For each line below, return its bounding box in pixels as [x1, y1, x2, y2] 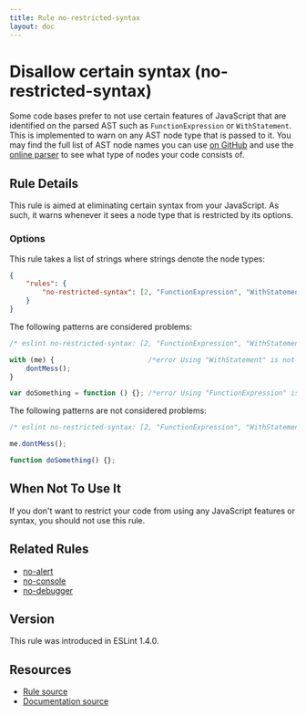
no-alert [22, 565, 54, 576]
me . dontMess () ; [9, 440, 67, 449]
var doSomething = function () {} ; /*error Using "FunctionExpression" [9, 389, 287, 398]
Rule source [22, 686, 68, 698]
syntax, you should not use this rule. [9, 514, 146, 525]
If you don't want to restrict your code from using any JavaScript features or [9, 505, 296, 516]
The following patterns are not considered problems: [9, 405, 207, 416]
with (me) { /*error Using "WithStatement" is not [9, 355, 296, 365]
